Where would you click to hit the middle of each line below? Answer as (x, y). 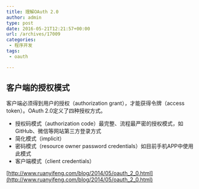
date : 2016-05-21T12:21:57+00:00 (48, 29)
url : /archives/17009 (33, 34)
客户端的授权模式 (38, 88)
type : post (20, 23)
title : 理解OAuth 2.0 (33, 12)
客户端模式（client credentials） (55, 161)
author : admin (24, 17)
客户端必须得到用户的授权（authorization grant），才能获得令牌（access (96, 104)
